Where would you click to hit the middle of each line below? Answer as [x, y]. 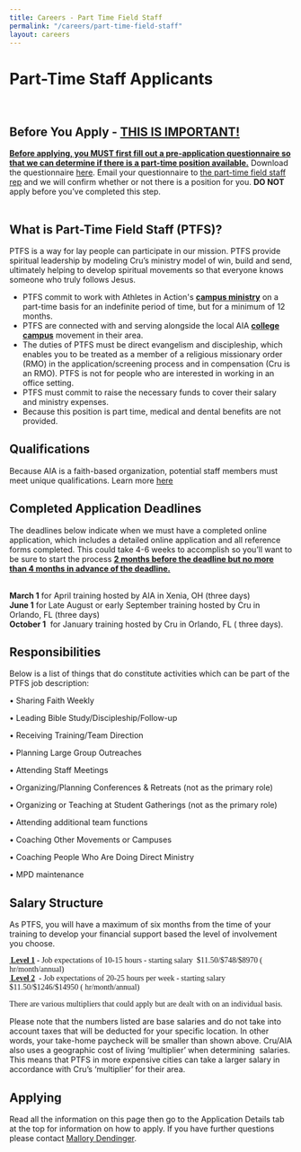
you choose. [32, 944]
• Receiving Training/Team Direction [76, 735]
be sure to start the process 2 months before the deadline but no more [142, 558]
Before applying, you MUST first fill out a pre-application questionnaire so [150, 154]
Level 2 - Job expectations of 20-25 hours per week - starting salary [118, 978]
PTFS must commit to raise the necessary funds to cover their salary [149, 392]
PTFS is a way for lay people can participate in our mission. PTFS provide [145, 251]
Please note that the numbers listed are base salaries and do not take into [145, 1022]
